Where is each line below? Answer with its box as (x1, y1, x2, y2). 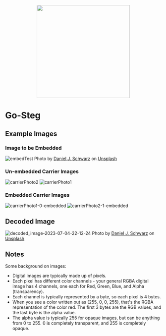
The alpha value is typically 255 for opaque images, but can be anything (12, 315, 160, 321)
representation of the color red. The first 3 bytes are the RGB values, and (12, 304, 162, 310)
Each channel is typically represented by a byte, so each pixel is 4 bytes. (12, 294, 161, 300)
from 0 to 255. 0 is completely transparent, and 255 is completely (12, 320, 146, 326)
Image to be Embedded (5, 144, 62, 151)
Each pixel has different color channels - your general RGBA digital (12, 278, 149, 284)
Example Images (5, 129, 57, 138)
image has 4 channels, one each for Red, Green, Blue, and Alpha (12, 283, 145, 289)
